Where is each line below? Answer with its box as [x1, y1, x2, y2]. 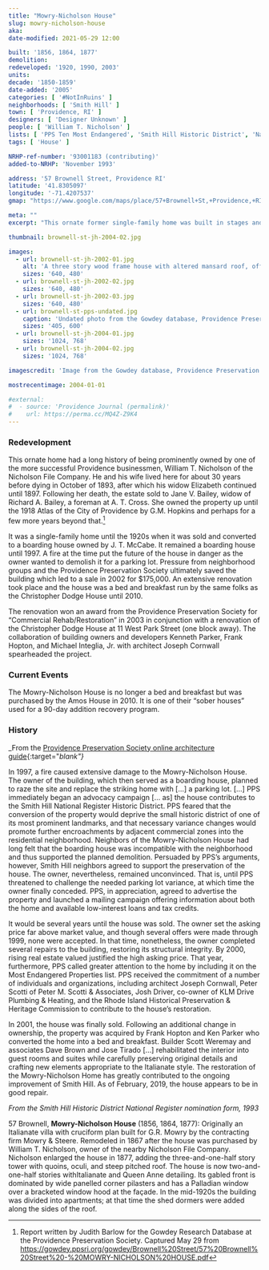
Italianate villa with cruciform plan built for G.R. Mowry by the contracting [8, 1127, 250, 1137]
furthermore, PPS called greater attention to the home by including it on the [8, 961, 257, 971]
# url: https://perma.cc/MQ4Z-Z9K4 [8, 411, 138, 419]
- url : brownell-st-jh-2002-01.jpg [15, 255, 134, 263]
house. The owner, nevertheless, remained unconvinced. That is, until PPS [8, 869, 254, 879]
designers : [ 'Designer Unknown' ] [8, 115, 127, 124]
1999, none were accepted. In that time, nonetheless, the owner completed [8, 936, 255, 945]
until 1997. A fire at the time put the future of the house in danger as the [8, 548, 243, 558]
